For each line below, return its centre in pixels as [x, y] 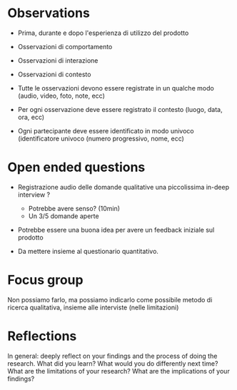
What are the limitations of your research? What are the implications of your [118, 371]
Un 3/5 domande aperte [64, 216]
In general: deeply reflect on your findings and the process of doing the [112, 356]
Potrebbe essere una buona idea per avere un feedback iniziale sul [116, 230]
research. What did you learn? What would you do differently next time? [113, 363]
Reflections [42, 336]
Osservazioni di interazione [58, 60]
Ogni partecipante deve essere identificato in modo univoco [106, 130]
